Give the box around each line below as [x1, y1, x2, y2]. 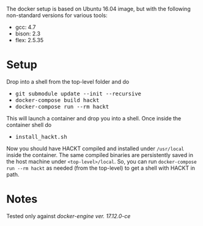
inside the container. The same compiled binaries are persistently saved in [6, 151, 194, 158]
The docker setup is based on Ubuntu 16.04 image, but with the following [6, 5, 191, 12]
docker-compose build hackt [15, 97, 100, 103]
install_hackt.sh [15, 133, 67, 140]
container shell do [6, 121, 52, 128]
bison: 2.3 [15, 30, 41, 37]
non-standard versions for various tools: [6, 12, 108, 19]
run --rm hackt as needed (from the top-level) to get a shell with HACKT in [6, 164, 196, 172]
